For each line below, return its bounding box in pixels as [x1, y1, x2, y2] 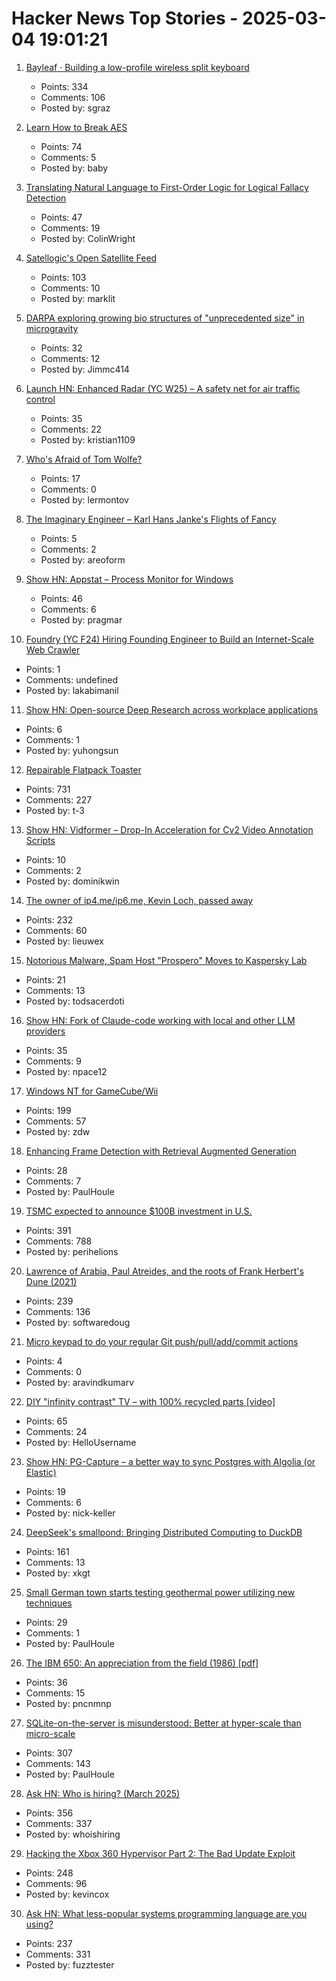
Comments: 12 [40, 352, 101, 364]
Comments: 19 [40, 222, 101, 234]
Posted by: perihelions [25, 1245, 119, 1257]
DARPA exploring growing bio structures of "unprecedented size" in [25, 312, 305, 324]
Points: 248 [25, 1867, 74, 1879]
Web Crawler [25, 643, 81, 656]
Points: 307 [25, 1747, 73, 1759]
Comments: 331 [25, 1948, 91, 1960]
